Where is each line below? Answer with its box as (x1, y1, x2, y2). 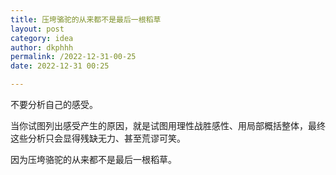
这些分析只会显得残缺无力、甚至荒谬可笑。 (10, 132, 186, 144)
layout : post (10, 24, 65, 34)
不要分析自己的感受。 (10, 99, 98, 110)
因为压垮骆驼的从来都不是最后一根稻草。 (10, 154, 177, 165)
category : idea (10, 33, 74, 43)
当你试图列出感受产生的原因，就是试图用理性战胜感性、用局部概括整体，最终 (10, 120, 326, 131)
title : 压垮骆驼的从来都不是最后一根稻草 (10, 14, 162, 25)
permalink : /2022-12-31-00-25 (10, 52, 137, 62)
